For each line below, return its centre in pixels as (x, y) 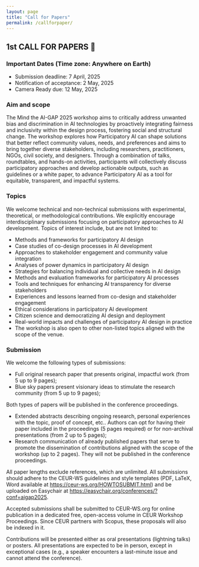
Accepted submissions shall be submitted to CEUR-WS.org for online (91, 508)
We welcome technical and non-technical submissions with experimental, (96, 209)
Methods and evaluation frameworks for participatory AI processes (97, 278)
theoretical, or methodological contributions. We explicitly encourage (91, 215)
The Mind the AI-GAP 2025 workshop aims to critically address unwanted (96, 118)
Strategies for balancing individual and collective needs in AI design (98, 271)
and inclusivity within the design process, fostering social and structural (94, 130)
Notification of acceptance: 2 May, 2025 (64, 83)
